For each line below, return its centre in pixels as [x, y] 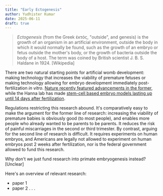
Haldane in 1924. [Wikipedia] [46, 63]
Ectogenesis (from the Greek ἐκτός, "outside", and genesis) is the [83, 37]
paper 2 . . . [24, 188]
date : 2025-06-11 [23, 19]
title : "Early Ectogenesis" [34, 10]
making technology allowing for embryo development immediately [71, 83]
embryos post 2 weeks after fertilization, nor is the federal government [76, 144]
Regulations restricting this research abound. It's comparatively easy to [76, 108]
